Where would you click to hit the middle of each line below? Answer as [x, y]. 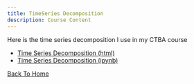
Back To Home [28, 74]
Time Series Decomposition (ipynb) [68, 60]
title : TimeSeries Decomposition [55, 13]
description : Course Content [49, 20]
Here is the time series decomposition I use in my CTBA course [97, 39]
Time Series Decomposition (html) [66, 53]
